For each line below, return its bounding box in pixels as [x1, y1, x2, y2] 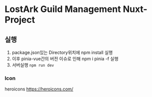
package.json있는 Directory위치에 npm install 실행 [11, 49, 113, 55]
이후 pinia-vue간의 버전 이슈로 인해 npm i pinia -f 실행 [11, 56, 119, 61]
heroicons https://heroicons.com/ [4, 86, 73, 92]
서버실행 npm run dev [11, 62, 54, 68]
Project [4, 14, 35, 25]
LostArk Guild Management [4, 3, 121, 15]
